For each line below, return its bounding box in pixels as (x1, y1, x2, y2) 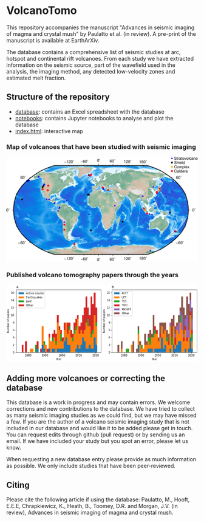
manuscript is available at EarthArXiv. (6, 36, 100, 44)
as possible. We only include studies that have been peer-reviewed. (6, 462, 176, 470)
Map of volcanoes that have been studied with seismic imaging (6, 142, 196, 151)
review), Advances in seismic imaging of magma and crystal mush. (6, 509, 174, 517)
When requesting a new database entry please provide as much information (6, 456, 196, 463)
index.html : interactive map (15, 127, 83, 134)
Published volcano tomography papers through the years (6, 270, 179, 279)
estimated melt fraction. (6, 74, 66, 81)
